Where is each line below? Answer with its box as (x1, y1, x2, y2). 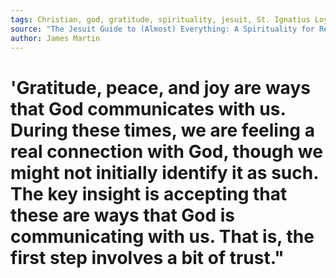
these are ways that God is (10, 204, 236, 226)
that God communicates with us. (10, 97, 286, 120)
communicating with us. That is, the (10, 225, 315, 248)
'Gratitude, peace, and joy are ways (10, 76, 311, 99)
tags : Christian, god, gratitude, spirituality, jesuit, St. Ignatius (10, 14, 311, 25)
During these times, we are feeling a (10, 119, 315, 141)
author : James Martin (10, 33, 101, 43)
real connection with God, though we (10, 140, 323, 163)
